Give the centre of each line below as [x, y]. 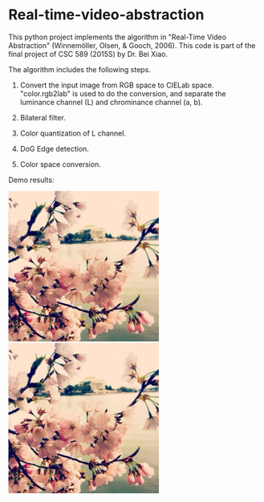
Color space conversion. [61, 164]
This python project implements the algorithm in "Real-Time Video [118, 37]
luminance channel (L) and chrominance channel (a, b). [111, 102]
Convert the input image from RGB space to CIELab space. [117, 85]
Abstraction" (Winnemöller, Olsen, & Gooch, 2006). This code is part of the [132, 45]
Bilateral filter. [43, 117]
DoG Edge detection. [55, 148]
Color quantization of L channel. [73, 133]
